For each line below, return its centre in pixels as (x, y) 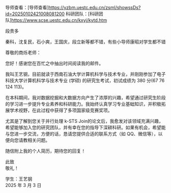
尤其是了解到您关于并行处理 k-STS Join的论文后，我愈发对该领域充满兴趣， (84, 121)
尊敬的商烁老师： (23, 53)
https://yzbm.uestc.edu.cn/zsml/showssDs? (95, 7)
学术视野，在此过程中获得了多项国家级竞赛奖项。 (61, 110)
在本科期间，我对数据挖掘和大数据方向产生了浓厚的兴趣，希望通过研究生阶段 (85, 98)
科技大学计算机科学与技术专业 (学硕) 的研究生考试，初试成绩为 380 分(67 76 (85, 81)
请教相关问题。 (34, 140)
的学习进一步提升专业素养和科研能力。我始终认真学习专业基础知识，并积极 (83, 104)
